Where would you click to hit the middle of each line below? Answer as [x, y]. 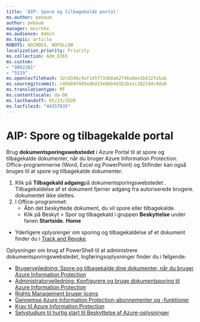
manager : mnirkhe [28, 28]
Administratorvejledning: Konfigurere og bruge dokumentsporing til [97, 281]
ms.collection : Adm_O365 [37, 56]
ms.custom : [20, 62]
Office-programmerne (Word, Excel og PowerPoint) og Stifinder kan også [96, 165]
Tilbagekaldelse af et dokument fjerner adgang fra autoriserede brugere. [104, 189]
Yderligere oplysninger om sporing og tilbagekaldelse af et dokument [100, 232]
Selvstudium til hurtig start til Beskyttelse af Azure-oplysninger [92, 313]
